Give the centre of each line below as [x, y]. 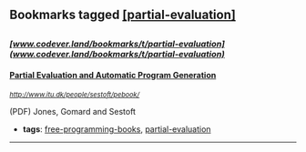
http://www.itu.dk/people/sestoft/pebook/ [75, 95]
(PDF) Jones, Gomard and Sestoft [73, 111]
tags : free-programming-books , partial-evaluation [117, 129]
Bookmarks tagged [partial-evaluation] [123, 15]
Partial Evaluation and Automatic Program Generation [113, 76]
